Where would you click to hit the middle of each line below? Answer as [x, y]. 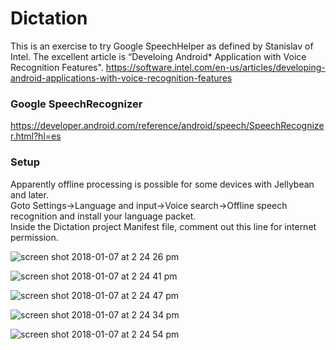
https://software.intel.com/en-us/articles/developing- [215, 67]
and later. [29, 194]
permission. [34, 237]
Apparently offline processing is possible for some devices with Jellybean [162, 184]
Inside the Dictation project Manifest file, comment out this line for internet [163, 226]
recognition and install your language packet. [103, 216]
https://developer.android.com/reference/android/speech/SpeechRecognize [167, 126]
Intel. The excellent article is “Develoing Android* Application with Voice [158, 56]
